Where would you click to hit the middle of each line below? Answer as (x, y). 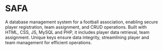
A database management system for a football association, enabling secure (82, 22)
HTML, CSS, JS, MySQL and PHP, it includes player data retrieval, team (77, 32)
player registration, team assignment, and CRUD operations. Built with (76, 27)
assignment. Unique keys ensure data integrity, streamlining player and (77, 37)
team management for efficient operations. (49, 42)
